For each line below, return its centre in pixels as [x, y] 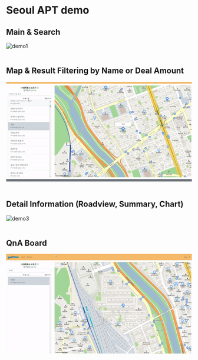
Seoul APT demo [48, 10]
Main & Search [33, 32]
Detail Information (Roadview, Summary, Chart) [95, 204]
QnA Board [27, 243]
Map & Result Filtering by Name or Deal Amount [95, 71]
